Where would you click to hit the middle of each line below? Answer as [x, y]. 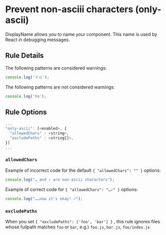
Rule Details [25, 56]
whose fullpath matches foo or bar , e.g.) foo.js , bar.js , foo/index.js [78, 227]
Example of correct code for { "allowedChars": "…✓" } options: [72, 189]
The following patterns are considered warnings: [56, 68]
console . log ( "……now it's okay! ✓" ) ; [44, 199]
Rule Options [26, 112]
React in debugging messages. [38, 40]
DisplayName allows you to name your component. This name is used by [81, 34]
